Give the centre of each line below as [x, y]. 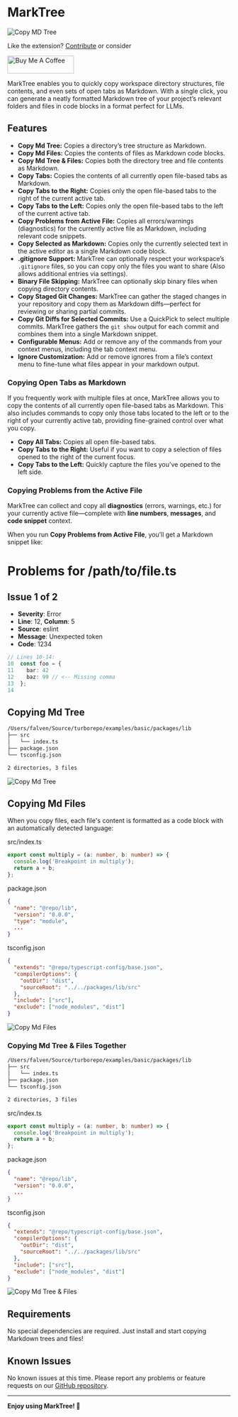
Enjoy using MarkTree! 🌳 [44, 1406]
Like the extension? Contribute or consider [69, 45]
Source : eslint [38, 629]
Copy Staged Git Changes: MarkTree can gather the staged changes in [122, 296]
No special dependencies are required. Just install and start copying [107, 1331]
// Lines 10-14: [31, 657]
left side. [30, 472]
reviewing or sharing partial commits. [72, 311]
